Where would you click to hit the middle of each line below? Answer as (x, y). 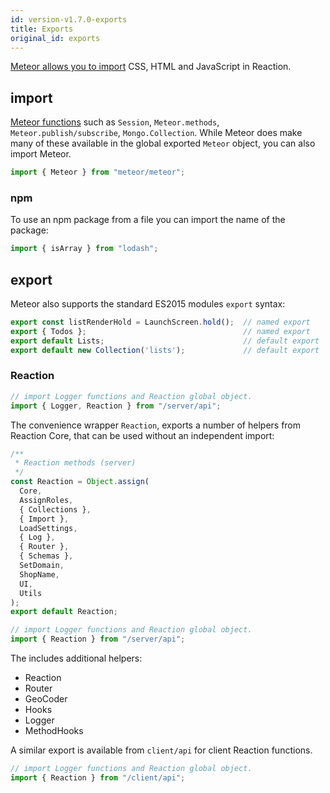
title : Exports (42, 29)
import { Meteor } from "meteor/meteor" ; (98, 172)
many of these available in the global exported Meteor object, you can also (163, 143)
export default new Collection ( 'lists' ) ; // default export (165, 350)
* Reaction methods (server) (75, 463)
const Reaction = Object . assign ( (80, 482)
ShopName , (39, 574)
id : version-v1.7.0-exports (69, 19)
